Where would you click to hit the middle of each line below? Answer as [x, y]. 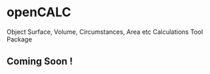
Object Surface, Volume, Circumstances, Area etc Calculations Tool [105, 32]
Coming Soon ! [40, 62]
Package [19, 39]
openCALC [39, 12]
